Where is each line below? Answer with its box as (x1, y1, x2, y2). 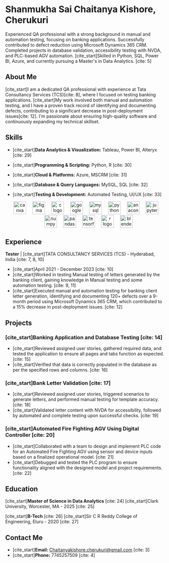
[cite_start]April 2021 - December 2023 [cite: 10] (12, 266, 114, 272)
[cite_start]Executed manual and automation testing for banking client (12, 288, 157, 294)
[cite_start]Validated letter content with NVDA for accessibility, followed (12, 407, 161, 414)
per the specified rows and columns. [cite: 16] (12, 367, 108, 373)
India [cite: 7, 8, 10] (5, 256, 44, 262)
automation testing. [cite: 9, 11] (12, 282, 76, 288)
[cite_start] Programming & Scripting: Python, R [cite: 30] (12, 162, 132, 168)
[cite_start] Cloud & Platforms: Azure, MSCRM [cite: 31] (12, 171, 127, 178)
